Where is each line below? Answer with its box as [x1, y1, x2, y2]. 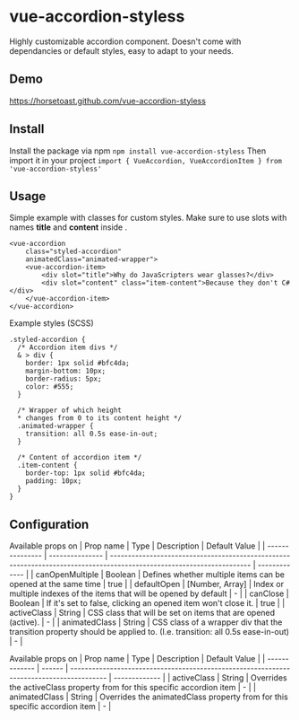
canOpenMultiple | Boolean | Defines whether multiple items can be [35, 569, 285, 580]
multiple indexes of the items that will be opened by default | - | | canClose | [9, 588, 289, 599]
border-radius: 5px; [25, 374, 102, 383]
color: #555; [25, 382, 74, 391]
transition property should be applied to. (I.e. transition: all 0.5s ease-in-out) [9, 627, 289, 637]
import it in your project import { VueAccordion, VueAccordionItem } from [9, 154, 282, 165]
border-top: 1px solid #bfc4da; [25, 469, 146, 478]
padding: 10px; [25, 477, 82, 486]
